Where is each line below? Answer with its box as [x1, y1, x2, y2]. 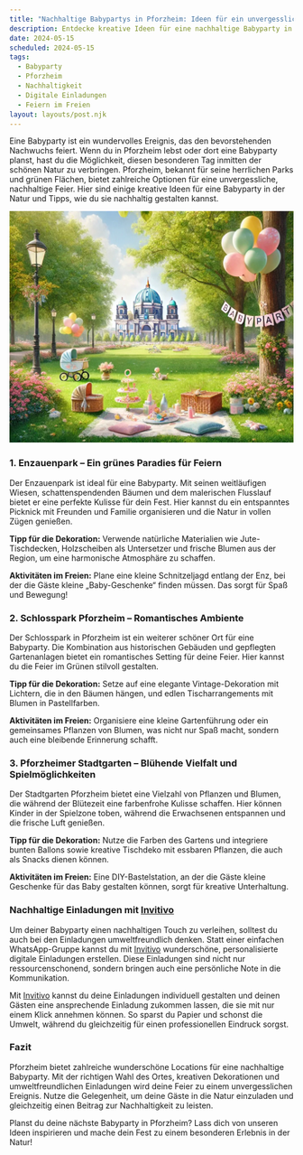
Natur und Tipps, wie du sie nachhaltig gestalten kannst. [9, 193, 219, 204]
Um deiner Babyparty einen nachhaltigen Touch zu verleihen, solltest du [9, 924, 278, 935]
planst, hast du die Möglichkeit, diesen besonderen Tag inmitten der [9, 154, 262, 166]
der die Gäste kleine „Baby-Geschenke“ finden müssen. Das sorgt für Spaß [9, 579, 289, 591]
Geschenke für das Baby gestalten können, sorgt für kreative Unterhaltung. [9, 881, 289, 892]
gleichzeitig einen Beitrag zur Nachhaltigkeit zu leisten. [9, 1100, 214, 1111]
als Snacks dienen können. [9, 854, 110, 865]
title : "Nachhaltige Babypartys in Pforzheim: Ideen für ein [9, 14, 244, 23]
